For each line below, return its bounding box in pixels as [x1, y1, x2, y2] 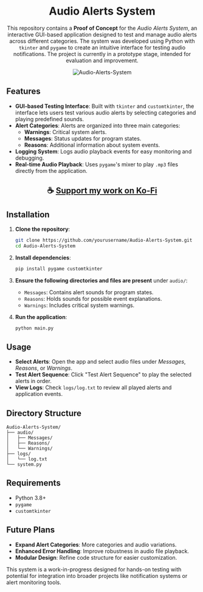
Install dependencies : [15, 254, 71, 261]
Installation [6, 209, 50, 220]
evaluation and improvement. [66, 57, 139, 64]
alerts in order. [15, 378, 52, 385]
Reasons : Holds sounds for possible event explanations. [24, 295, 162, 302]
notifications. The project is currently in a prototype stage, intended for [13, 50, 191, 57]
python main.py [15, 325, 54, 331]
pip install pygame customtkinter [15, 266, 103, 272]
